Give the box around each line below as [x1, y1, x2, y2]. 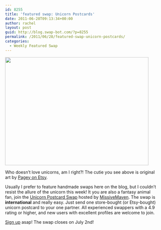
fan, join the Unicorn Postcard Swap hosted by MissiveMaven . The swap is [5, 194, 156, 200]
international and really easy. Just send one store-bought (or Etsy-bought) [5, 199, 156, 205]
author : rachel [5, 20, 36, 26]
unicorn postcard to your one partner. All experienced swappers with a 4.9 [5, 204, 155, 210]
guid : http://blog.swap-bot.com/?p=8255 [5, 30, 89, 35]
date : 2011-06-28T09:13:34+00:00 [5, 16, 73, 21]
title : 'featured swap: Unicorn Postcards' [5, 12, 95, 17]
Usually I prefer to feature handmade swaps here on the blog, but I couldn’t [5, 184, 156, 190]
